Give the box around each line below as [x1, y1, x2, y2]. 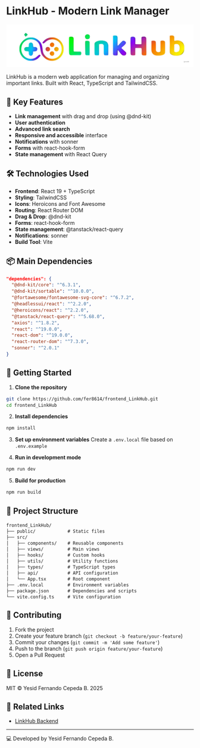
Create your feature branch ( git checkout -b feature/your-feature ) [14, 632, 183, 639]
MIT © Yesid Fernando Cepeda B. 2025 [6, 684, 103, 691]
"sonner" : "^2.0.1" [11, 345, 60, 351]
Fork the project [14, 626, 55, 633]
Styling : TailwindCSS [14, 194, 67, 201]
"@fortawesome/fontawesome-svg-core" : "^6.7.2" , [11, 295, 135, 301]
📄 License [6, 669, 43, 679]
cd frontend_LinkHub [6, 402, 58, 408]
